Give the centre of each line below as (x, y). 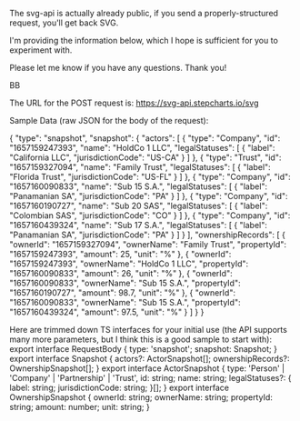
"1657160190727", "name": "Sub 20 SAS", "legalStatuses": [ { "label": (139, 205)
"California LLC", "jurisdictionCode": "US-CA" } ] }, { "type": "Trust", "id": (145, 157)
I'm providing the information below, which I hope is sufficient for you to (144, 40)
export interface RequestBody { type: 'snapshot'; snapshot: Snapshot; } (143, 349)
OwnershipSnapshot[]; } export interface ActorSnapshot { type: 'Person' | (147, 368)
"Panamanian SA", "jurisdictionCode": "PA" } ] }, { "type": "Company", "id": (149, 196)
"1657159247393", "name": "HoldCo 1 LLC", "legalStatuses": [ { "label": (142, 148)
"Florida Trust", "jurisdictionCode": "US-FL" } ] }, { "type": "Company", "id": (150, 177)
